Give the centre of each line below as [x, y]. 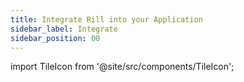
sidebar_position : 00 [55, 38]
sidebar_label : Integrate [64, 29]
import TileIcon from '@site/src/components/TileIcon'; [122, 67]
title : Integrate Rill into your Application [106, 19]
